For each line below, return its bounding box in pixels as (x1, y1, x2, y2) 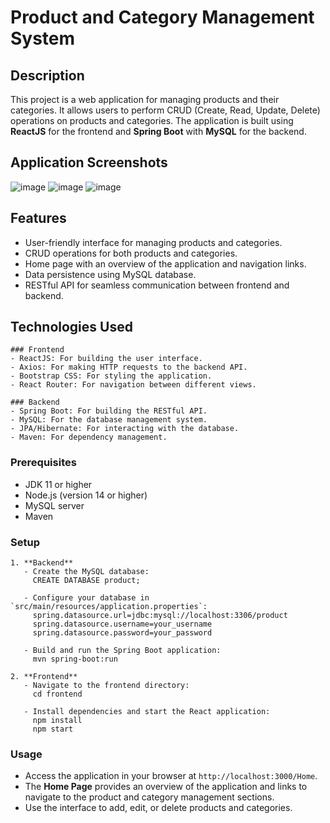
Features (10, 210, 67, 227)
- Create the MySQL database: (23, 567, 150, 577)
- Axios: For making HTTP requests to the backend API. (10, 362, 248, 373)
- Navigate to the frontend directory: (23, 681, 190, 691)
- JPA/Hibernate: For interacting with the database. (10, 424, 240, 434)
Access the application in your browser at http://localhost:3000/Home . (24, 770, 318, 782)
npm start (32, 724, 74, 735)
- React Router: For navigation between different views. (10, 380, 257, 390)
